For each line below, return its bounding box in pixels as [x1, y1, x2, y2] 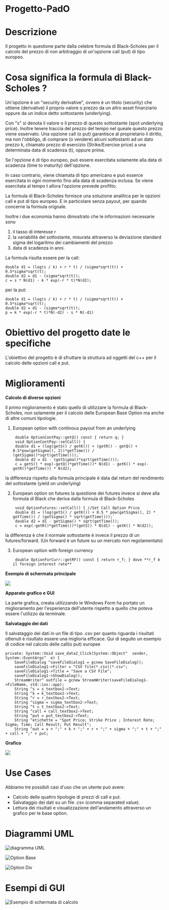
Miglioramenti [5, 378, 65, 389]
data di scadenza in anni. [12, 245, 65, 251]
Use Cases [5, 767, 52, 779]
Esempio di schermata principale [5, 570, 76, 577]
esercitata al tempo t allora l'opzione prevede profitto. [5, 183, 117, 189]
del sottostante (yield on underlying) [5, 480, 81, 486]
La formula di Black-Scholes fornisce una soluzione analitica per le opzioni [5, 193, 160, 199]
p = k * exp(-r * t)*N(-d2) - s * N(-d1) [5, 310, 94, 315]
